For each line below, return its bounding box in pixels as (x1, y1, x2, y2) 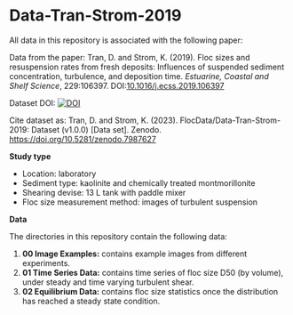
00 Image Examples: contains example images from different (21, 248, 248, 259)
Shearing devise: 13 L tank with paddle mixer (21, 187, 186, 198)
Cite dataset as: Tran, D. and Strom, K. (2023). (9, 115, 178, 125)
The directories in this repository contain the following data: (9, 230, 228, 241)
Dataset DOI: (9, 97, 56, 108)
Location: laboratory (21, 168, 97, 179)
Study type (9, 150, 51, 161)
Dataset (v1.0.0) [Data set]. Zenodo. (30, 124, 162, 134)
